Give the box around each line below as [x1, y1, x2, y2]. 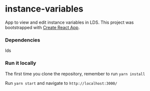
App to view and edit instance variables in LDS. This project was [5, 19, 134, 25]
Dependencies [5, 36, 40, 43]
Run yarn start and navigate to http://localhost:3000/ [5, 80, 118, 86]
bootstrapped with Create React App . [5, 24, 80, 30]
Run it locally [5, 60, 37, 66]
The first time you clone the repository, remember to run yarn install [5, 71, 145, 76]
